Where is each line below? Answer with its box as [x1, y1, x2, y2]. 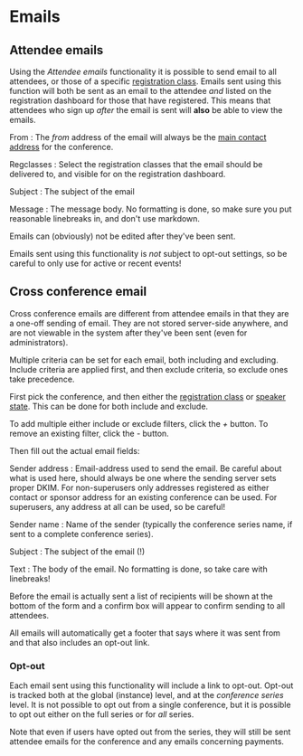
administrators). [9, 336, 69, 347]
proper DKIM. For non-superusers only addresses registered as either [9, 482, 270, 493]
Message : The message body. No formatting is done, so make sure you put [9, 203, 292, 214]
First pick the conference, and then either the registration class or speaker [9, 391, 287, 402]
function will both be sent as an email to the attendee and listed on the [9, 86, 272, 96]
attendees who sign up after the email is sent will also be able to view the [9, 105, 283, 115]
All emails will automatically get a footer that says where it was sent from [9, 627, 280, 638]
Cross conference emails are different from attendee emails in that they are [9, 307, 289, 318]
